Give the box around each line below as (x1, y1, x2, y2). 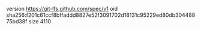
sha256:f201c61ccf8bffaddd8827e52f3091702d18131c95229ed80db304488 (6, 11, 196, 19)
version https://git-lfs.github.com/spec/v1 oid (6, 5, 118, 12)
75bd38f (6, 18, 28, 25)
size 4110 (28, 18, 52, 25)
